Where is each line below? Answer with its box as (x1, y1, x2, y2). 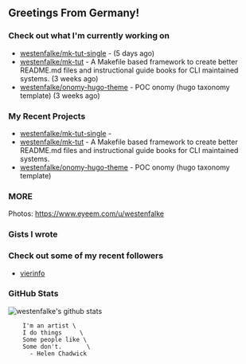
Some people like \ (22, 335, 88, 343)
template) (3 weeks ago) (19, 91, 101, 100)
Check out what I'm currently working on (8, 30, 170, 41)
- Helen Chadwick (29, 350, 88, 358)
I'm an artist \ (22, 322, 77, 330)
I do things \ (22, 328, 84, 337)
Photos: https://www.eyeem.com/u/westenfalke (8, 209, 165, 218)
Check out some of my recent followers (8, 250, 164, 261)
